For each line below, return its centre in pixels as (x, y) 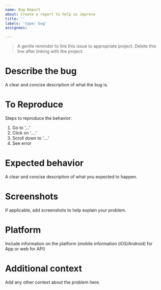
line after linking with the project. (50, 52)
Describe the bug (41, 71)
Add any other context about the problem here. (53, 282)
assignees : (16, 28)
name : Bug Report (23, 10)
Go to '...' (21, 128)
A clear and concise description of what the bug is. (57, 85)
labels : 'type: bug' (26, 23)
